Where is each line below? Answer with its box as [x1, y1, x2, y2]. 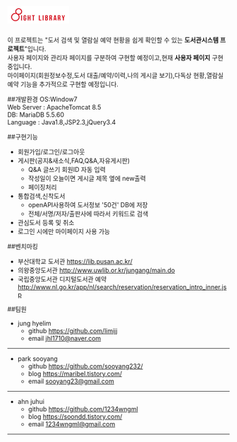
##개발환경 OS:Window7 [7, 95, 78, 103]
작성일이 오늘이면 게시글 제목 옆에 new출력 [28, 174, 146, 182]
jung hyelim [17, 319, 51, 327]
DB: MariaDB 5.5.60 [7, 110, 65, 119]
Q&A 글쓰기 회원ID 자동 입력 [28, 165, 106, 173]
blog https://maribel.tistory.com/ [28, 369, 122, 378]
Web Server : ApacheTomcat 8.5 [7, 103, 102, 111]
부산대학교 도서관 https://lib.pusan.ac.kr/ [17, 257, 133, 265]
